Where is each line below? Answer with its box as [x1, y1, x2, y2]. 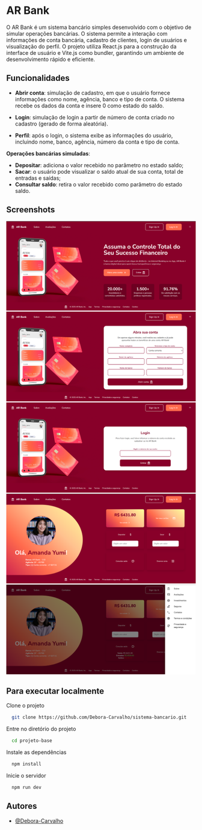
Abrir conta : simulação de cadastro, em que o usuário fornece [14, 89, 170, 97]
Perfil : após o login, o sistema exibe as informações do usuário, [14, 131, 173, 139]
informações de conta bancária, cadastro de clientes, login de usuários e [6, 36, 188, 43]
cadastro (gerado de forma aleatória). [14, 120, 108, 127]
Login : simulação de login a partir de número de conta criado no [14, 113, 175, 121]
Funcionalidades [6, 73, 70, 83]
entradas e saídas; [14, 174, 61, 182]
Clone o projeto [6, 702, 45, 709]
